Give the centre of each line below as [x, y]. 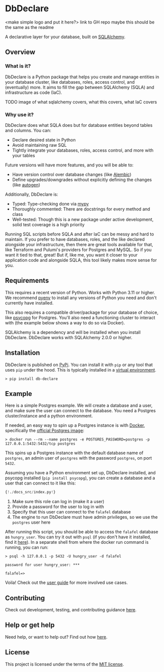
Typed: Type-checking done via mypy [50, 204]
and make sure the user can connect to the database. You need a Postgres [80, 411]
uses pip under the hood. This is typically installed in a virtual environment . [81, 370]
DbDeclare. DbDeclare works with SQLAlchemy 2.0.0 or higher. [69, 337]
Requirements [27, 281]
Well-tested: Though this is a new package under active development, [83, 219]
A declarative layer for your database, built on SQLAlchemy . [65, 37]
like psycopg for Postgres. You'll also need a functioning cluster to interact [80, 317]
